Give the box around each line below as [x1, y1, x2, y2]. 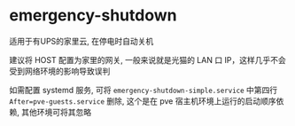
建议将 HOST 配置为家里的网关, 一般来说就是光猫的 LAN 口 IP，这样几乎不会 [9, 54, 286, 65]
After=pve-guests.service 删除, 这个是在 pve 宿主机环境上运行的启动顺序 [9, 95, 276, 106]
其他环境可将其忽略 [20, 106, 91, 117]
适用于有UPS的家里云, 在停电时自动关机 [9, 35, 154, 46]
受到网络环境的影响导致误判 [9, 66, 111, 76]
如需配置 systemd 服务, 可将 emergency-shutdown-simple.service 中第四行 [9, 84, 278, 95]
